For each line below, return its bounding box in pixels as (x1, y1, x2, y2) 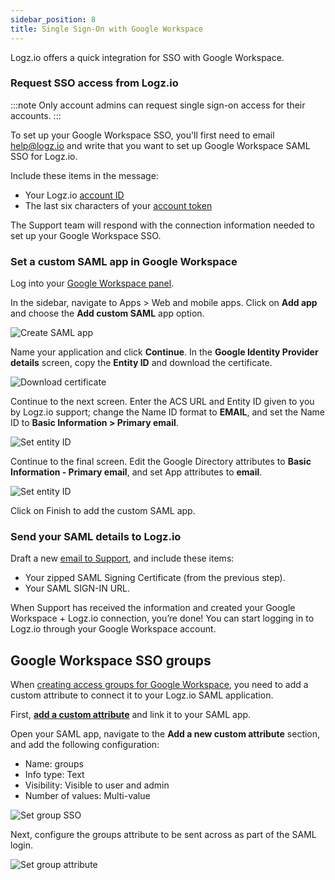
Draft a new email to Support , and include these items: (10, 552, 235, 565)
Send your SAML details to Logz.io (10, 530, 182, 544)
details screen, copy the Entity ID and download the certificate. (10, 357, 273, 369)
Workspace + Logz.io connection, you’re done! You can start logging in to (10, 612, 315, 625)
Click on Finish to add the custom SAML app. (10, 505, 196, 517)
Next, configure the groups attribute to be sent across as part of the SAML (10, 829, 317, 841)
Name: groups (24, 758, 84, 770)
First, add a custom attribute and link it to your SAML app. (10, 709, 252, 721)
